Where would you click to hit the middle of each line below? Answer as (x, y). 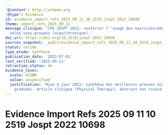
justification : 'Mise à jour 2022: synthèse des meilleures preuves (82, 84)
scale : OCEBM (23, 75)
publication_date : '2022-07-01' (39, 56)
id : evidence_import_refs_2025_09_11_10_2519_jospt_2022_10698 (72, 19)
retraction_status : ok (29, 66)
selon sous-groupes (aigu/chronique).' (51, 33)
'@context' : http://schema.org (38, 10)
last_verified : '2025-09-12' (35, 61)
